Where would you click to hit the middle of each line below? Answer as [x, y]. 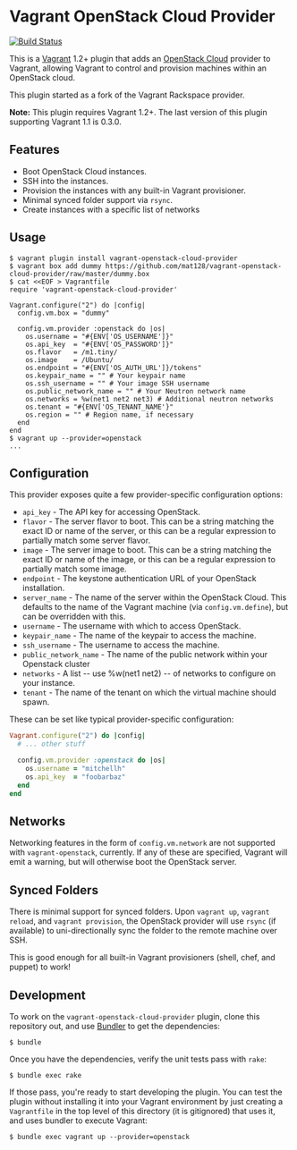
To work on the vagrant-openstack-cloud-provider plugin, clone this [135, 1016]
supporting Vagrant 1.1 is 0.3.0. [66, 122]
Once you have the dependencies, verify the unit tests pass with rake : [138, 1059]
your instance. [49, 683]
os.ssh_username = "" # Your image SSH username [118, 383]
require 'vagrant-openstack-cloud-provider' [93, 289]
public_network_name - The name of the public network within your [145, 655]
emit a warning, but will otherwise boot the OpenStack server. [123, 862]
